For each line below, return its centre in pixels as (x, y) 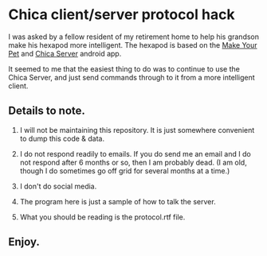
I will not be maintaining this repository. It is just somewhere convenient (137, 130)
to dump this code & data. (62, 138)
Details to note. (47, 111)
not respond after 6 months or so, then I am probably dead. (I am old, (133, 162)
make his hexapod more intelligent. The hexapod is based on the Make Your (133, 45)
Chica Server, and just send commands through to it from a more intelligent (132, 77)
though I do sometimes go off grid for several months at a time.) (125, 171)
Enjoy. (24, 242)
